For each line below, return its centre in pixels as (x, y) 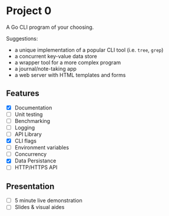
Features (23, 93)
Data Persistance (35, 161)
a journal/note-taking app (45, 68)
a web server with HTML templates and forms (70, 75)
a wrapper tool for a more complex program (68, 62)
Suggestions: (22, 38)
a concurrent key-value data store (56, 56)
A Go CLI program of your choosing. (50, 27)
